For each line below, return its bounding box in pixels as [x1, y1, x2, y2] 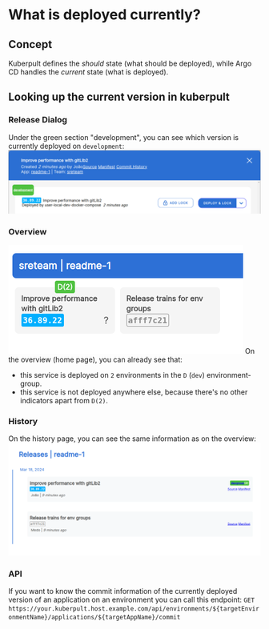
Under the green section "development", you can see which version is [8, 132, 239, 142]
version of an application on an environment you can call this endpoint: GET [8, 595, 255, 605]
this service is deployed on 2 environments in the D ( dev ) [19, 370, 206, 379]
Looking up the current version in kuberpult [8, 90, 230, 104]
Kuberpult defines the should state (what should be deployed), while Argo [8, 58, 252, 68]
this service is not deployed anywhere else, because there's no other [19, 387, 248, 397]
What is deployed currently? [8, 6, 202, 24]
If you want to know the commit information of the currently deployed [8, 587, 238, 596]
